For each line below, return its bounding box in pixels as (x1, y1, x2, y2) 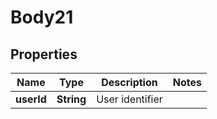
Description (101, 76, 158, 89)
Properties (10, 46, 78, 63)
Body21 (10, 6, 74, 29)
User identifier (96, 92, 163, 106)
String (56, 92, 87, 106)
